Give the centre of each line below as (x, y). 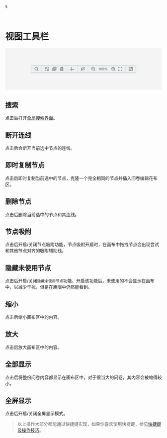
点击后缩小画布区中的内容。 (34, 317)
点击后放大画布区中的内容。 (34, 347)
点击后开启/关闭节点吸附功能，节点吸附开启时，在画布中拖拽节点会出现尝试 (82, 245)
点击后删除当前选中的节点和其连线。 (42, 214)
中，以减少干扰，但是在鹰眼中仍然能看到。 (49, 287)
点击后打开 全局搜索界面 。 (31, 118)
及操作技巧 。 (30, 430)
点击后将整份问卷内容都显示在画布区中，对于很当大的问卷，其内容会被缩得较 (83, 377)
